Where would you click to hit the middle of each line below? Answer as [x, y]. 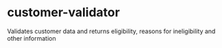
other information [32, 38]
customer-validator [63, 13]
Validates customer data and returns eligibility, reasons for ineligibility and [111, 31]
